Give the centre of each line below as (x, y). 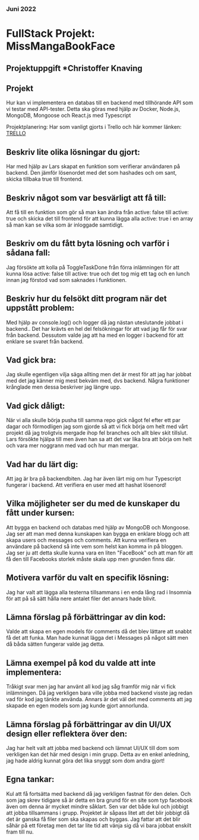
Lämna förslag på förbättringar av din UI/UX (89, 724)
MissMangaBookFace (61, 46)
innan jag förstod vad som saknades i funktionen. (67, 280)
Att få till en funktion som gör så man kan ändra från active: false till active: (97, 212)
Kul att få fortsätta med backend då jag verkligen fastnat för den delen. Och (99, 793)
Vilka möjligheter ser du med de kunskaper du (93, 503)
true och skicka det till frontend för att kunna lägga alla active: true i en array (99, 218)
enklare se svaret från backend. (45, 341)
